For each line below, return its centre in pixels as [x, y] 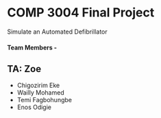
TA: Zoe [24, 69]
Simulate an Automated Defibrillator [57, 32]
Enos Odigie [34, 107]
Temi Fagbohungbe [44, 100]
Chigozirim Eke [38, 85]
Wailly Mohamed [40, 93]
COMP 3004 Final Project [81, 13]
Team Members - [32, 47]
